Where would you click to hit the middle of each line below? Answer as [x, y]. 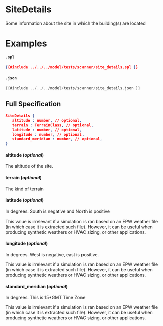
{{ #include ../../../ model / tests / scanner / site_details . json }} [73, 88]
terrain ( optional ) [23, 178]
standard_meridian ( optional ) [36, 286]
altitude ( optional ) [25, 155]
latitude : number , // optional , [47, 130]
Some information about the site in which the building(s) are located [75, 23]
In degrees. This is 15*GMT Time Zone [45, 298]
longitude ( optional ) [26, 243]
